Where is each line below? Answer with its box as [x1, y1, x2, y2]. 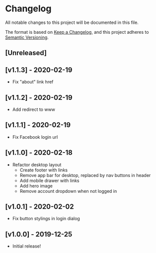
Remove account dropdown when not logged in [19, 188, 117, 194]
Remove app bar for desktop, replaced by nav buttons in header [19, 172, 151, 178]
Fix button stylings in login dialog [12, 216, 80, 222]
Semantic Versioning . [5, 34, 49, 40]
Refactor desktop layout [12, 162, 62, 168]
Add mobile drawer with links [19, 177, 79, 183]
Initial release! [12, 243, 41, 249]
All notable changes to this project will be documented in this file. [5, 19, 139, 25]
